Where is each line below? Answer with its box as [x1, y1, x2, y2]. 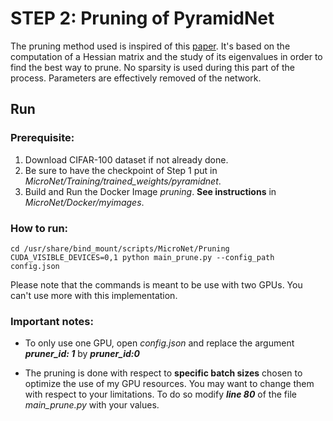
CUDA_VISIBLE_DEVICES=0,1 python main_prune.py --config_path [10, 252, 275, 262]
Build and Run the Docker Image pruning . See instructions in [24, 185, 277, 197]
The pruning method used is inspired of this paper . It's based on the [10, 40, 291, 52]
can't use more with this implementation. [10, 289, 178, 301]
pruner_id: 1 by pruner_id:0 [24, 348, 140, 360]
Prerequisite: [10, 131, 75, 145]
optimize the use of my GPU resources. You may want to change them [24, 378, 315, 390]
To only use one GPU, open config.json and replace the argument [24, 337, 295, 349]
